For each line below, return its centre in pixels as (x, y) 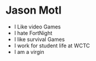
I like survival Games (39, 39)
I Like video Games (37, 27)
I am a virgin (29, 52)
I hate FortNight (33, 33)
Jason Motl (33, 10)
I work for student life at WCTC (52, 46)
